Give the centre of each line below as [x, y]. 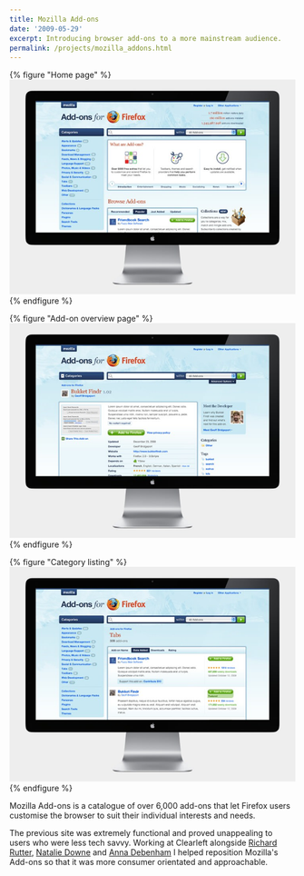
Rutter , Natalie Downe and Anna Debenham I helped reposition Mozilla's [144, 852]
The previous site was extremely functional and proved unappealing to [141, 833]
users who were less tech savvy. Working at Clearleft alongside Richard [143, 843]
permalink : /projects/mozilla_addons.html [91, 48]
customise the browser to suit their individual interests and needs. [132, 816]
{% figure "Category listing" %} [68, 562]
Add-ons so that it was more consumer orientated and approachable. [139, 862]
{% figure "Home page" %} [60, 75]
